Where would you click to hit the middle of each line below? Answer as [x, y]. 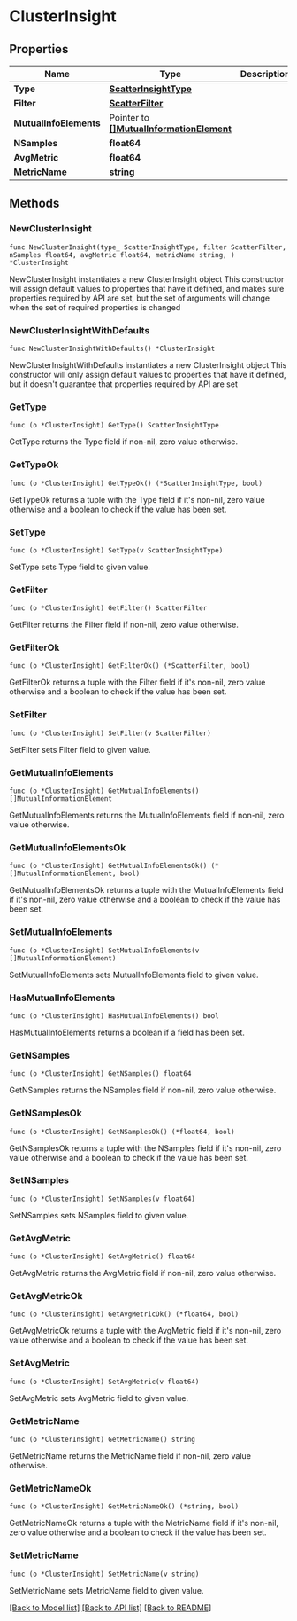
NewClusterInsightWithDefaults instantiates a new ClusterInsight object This [148, 364]
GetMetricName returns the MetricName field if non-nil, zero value [130, 1456]
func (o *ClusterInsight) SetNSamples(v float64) [103, 1199]
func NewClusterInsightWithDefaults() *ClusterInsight [112, 348]
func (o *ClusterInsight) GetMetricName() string [103, 1440]
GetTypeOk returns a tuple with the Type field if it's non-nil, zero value [137, 499]
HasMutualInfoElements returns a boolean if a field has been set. [127, 1032]
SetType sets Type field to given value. [80, 567]
